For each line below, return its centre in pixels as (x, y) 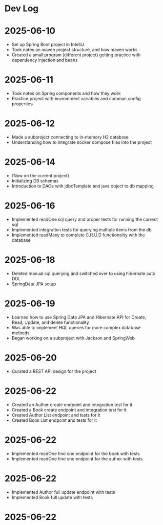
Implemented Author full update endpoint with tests (63, 492)
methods (20, 333)
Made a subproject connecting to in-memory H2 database (70, 137)
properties (22, 104)
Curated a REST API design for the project (54, 371)
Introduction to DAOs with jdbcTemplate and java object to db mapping (83, 186)
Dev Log (21, 9)
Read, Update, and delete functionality (50, 322)
